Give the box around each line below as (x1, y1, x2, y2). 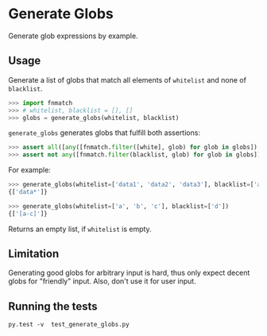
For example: (8, 165, 52, 175)
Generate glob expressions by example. (8, 31, 138, 41)
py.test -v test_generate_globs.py (8, 321, 130, 329)
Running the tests (8, 299, 98, 313)
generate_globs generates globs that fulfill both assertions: (8, 128, 201, 137)
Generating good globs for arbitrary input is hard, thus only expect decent (8, 268, 250, 278)
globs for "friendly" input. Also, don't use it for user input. (8, 276, 196, 286)
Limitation (8, 247, 60, 261)
